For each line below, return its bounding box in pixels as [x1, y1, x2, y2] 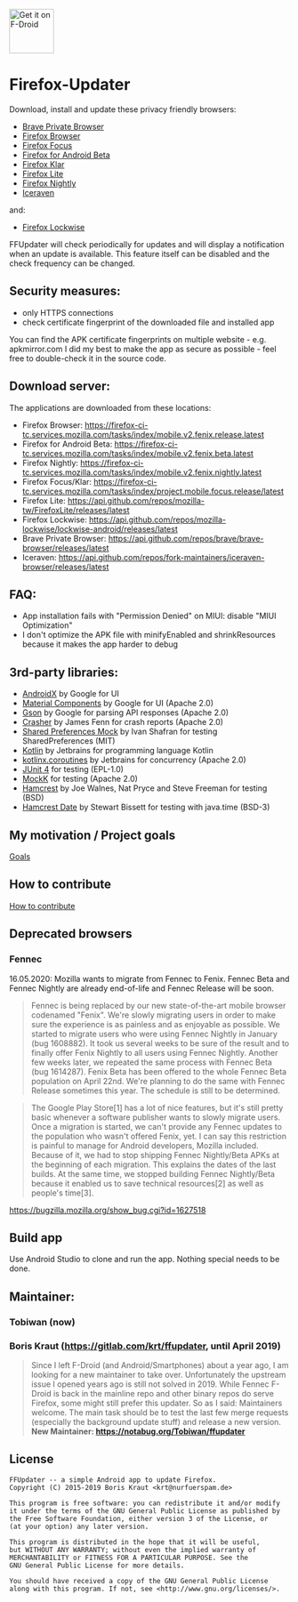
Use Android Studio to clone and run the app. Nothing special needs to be [9, 1254, 280, 1265]
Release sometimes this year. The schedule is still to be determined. [30, 1085, 280, 1096]
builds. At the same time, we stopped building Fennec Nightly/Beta [30, 1168, 276, 1179]
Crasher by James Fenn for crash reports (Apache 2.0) [21, 717, 224, 728]
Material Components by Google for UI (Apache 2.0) [21, 698, 214, 709]
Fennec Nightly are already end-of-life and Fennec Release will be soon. [9, 983, 274, 994]
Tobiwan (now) [9, 1316, 76, 1328]
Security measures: [9, 284, 122, 299]
